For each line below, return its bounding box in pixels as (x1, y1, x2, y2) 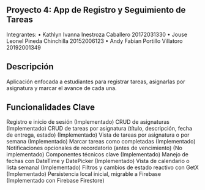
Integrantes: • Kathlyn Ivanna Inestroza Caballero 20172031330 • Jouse (6, 31, 188, 38)
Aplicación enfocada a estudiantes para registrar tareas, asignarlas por (6, 78, 185, 85)
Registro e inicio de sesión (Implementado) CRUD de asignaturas (6, 118, 170, 126)
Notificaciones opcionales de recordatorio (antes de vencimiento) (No (6, 144, 182, 152)
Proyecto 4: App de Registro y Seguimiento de (6, 5, 186, 15)
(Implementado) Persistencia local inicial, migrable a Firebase (6, 170, 161, 178)
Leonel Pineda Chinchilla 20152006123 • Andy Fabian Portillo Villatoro (6, 37, 183, 45)
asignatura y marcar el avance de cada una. (6, 84, 117, 91)
